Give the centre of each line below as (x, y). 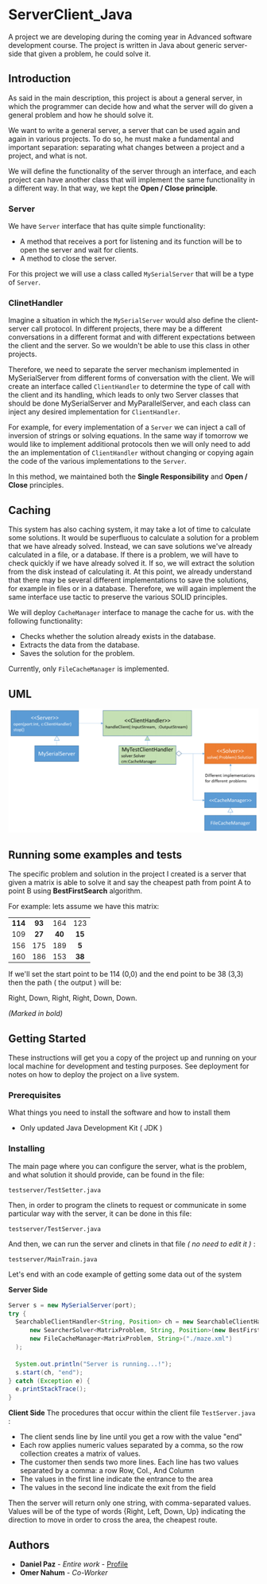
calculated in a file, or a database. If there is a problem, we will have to (124, 555)
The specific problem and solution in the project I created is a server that (127, 874)
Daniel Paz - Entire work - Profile (74, 1564)
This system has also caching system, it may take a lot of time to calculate (130, 529)
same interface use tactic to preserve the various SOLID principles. (118, 597)
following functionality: (46, 621)
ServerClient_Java (70, 15)
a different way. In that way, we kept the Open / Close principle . (113, 188)
